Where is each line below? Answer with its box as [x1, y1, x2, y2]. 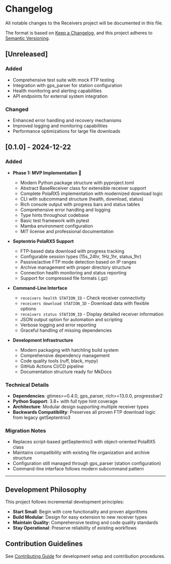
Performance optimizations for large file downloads [12, 128, 121, 134]
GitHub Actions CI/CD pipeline [20, 363, 84, 369]
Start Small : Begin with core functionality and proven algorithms [12, 509, 148, 515]
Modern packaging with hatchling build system [20, 347, 119, 353]
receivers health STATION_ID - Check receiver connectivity [20, 295, 146, 301]
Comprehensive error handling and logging [20, 207, 111, 213]
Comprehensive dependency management [20, 352, 110, 358]
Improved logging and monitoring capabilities [12, 123, 108, 129]
